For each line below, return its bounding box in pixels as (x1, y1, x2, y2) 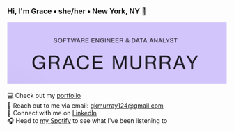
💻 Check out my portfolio (7, 92, 81, 100)
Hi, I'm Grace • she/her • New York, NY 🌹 (7, 6, 147, 16)
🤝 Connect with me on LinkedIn (7, 109, 97, 117)
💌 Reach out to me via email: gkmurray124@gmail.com (7, 101, 164, 110)
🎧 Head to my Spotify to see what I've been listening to (7, 117, 168, 125)
